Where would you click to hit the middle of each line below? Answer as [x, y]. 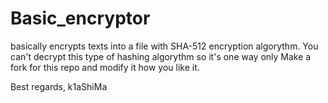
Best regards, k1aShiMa [59, 86]
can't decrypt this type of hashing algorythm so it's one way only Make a [161, 56]
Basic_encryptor [80, 18]
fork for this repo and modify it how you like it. [105, 67]
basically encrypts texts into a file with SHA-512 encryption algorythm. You [164, 46]
